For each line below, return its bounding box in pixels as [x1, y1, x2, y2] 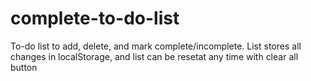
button [10, 61, 38, 73]
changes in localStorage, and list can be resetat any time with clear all [10, 50, 299, 62]
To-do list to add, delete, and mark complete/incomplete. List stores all [10, 40, 302, 52]
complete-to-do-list [10, 7, 180, 30]
